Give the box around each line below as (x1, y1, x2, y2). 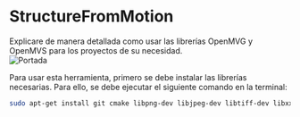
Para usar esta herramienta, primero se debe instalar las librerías (9, 71, 247, 82)
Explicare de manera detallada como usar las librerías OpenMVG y (9, 36, 253, 46)
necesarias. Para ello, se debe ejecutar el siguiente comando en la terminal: (9, 81, 287, 92)
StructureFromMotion (9, 6, 174, 27)
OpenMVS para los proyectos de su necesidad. (9, 45, 183, 55)
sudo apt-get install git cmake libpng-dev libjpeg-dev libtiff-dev (9, 98, 270, 108)
